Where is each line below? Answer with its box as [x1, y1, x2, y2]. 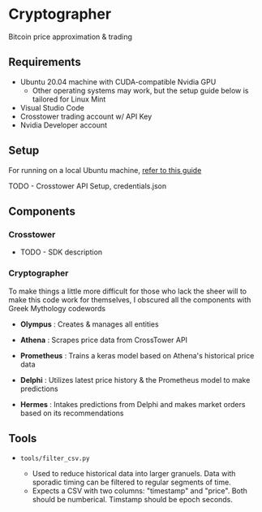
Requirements [8, 55, 81, 69]
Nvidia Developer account [19, 119, 108, 130]
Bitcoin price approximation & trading [8, 32, 132, 41]
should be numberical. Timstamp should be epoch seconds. [32, 495, 234, 505]
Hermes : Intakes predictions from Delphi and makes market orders [19, 399, 246, 409]
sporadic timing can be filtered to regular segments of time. [32, 477, 231, 488]
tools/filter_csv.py [19, 454, 90, 463]
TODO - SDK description [19, 247, 103, 257]
